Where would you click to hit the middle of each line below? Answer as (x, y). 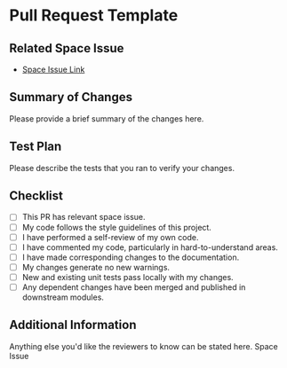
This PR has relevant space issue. (84, 217)
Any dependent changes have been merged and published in (134, 287)
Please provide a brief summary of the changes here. (107, 118)
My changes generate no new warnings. (96, 267)
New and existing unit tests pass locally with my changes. (128, 277)
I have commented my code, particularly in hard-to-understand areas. (150, 247)
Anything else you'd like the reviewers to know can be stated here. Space (143, 346)
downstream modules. (63, 297)
